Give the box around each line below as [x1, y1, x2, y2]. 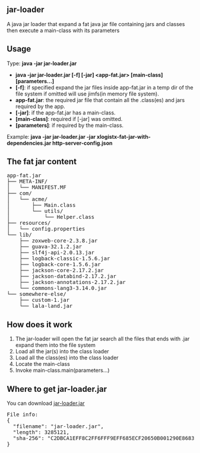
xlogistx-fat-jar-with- [96, 133, 151, 140]
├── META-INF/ [7, 178, 48, 185]
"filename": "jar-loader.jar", [12, 423, 104, 430]
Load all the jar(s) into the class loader [15, 348, 109, 355]
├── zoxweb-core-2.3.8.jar [19, 237, 98, 244]
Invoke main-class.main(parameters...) [15, 367, 110, 374]
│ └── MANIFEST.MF [7, 184, 67, 191]
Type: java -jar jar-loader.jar [7, 59, 77, 67]
